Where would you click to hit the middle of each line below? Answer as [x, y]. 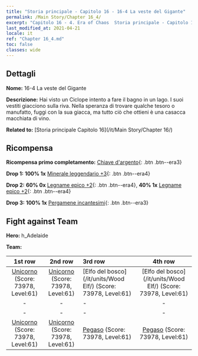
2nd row [61, 262]
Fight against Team [42, 221]
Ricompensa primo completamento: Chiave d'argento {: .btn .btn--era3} [94, 162]
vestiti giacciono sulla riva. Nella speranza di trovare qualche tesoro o [90, 106]
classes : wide [24, 50]
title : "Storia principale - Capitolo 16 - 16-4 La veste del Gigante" [96, 11]
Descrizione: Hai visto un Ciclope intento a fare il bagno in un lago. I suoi [95, 99]
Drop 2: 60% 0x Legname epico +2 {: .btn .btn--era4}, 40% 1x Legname [94, 185]
